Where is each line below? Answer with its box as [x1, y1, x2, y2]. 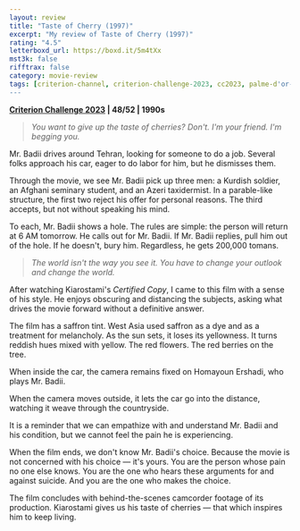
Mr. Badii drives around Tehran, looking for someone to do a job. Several [9, 148, 276, 159]
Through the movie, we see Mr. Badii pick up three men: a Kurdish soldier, [9, 175, 281, 186]
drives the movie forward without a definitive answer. [9, 303, 205, 314]
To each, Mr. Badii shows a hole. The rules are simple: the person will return [9, 221, 288, 232]
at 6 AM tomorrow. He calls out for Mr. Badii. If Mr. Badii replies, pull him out [9, 230, 288, 241]
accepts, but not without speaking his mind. [9, 203, 171, 215]
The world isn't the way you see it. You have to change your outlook [30, 257, 283, 268]
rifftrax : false [9, 63, 70, 72]
